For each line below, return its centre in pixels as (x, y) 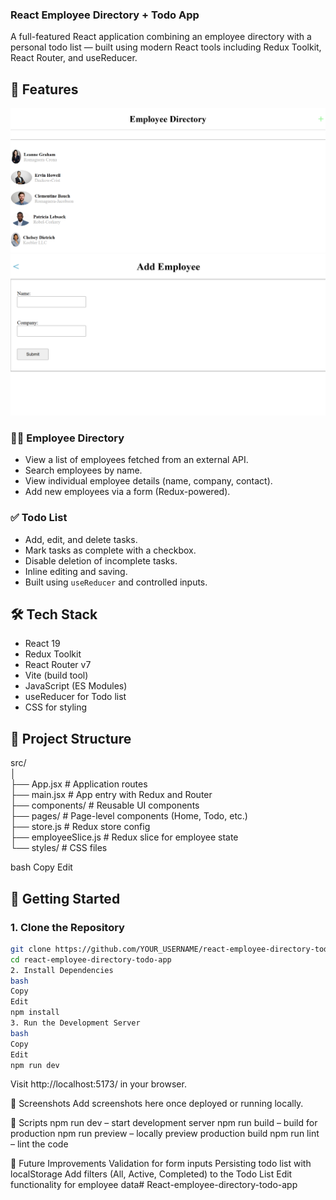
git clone (31, 949)
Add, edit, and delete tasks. (81, 539)
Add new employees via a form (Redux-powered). (127, 492)
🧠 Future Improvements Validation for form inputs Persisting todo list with (161, 1164)
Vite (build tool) (56, 675)
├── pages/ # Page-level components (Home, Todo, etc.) (129, 816)
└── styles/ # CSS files (59, 848)
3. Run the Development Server (75, 1023)
